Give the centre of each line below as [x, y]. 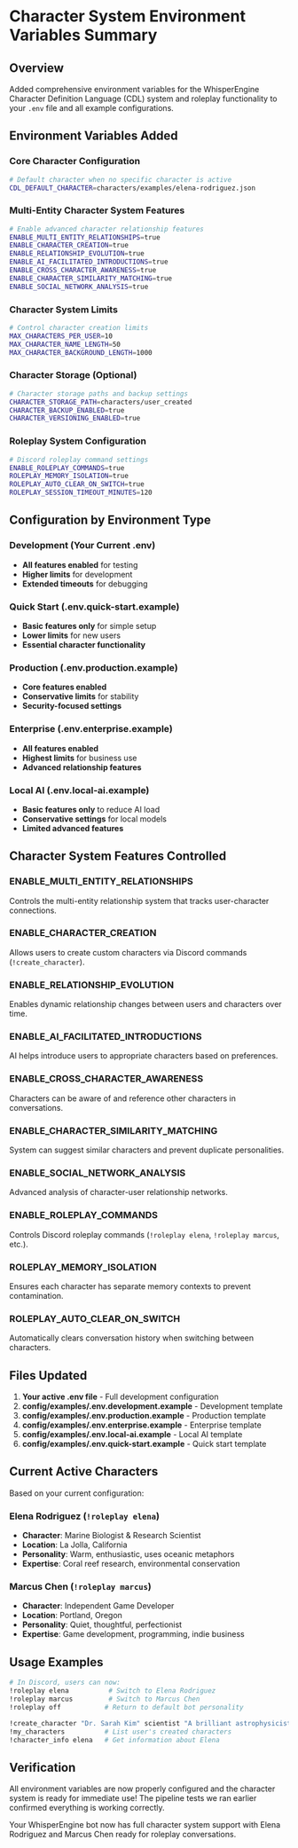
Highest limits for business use [79, 758]
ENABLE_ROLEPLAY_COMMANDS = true [67, 468]
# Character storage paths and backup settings [99, 393]
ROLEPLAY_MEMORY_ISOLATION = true [69, 476]
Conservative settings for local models [94, 819]
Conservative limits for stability [80, 696]
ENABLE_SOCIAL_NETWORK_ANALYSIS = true [79, 287]
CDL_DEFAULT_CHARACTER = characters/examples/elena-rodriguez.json [132, 188]
